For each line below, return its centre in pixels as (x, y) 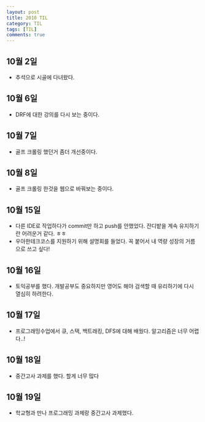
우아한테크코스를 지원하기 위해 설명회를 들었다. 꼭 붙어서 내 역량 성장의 (99, 241)
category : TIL (25, 23)
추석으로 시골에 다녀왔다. (45, 77)
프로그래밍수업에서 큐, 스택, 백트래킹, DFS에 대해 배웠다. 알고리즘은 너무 (102, 331)
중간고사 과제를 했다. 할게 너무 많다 (57, 376)
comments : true (26, 35)
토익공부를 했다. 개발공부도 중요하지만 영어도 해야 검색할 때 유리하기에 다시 (105, 286)
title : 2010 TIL (27, 18)
